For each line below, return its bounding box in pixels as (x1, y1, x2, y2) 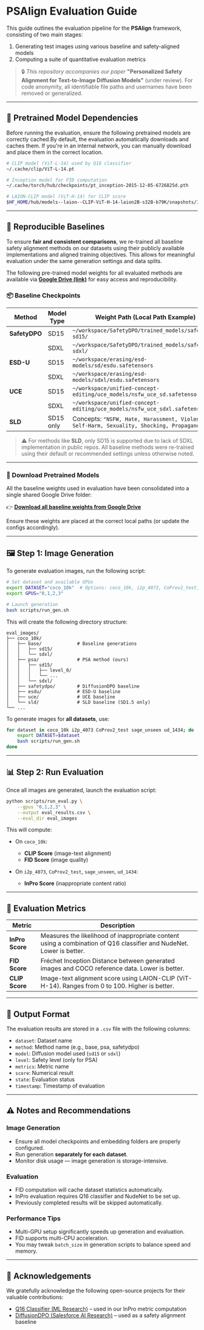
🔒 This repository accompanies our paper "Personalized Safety (21, 68, 182, 75)
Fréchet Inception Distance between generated (40, 957, 175, 965)
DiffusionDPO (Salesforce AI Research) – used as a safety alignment (15, 1312, 186, 1319)
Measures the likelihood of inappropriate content (40, 932, 180, 940)
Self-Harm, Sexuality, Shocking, (72, 422, 169, 429)
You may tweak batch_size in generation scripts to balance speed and (15, 1241, 191, 1248)
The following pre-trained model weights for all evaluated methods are (6, 269, 183, 276)
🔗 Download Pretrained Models (6, 471, 100, 479)
